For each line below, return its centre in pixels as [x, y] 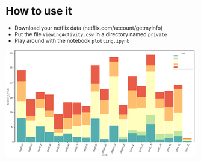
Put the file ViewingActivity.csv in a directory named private [91, 34]
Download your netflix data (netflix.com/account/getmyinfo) [88, 28]
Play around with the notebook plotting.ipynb [72, 40]
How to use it [39, 11]
